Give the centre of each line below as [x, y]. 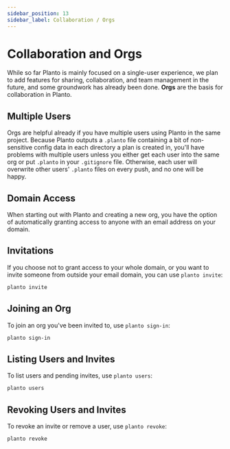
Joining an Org [39, 309]
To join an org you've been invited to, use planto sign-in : [89, 325]
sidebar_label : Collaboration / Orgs [61, 20]
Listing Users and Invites [61, 359]
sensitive [20, 148]
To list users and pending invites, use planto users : [80, 376]
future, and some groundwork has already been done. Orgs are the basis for [115, 87]
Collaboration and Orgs [75, 54]
